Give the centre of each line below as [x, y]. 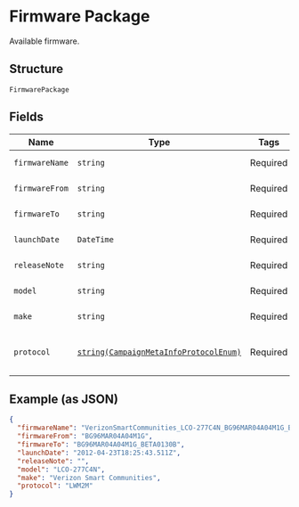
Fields [27, 117]
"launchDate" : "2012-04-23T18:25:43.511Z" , [99, 453]
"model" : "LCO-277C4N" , [61, 470]
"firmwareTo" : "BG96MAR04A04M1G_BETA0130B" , [101, 445]
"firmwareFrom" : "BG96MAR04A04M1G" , [85, 437]
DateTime [95, 239]
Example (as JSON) [64, 399]
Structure [36, 69]
